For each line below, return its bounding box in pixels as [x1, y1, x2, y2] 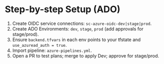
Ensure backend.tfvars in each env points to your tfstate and [12, 37, 141, 43]
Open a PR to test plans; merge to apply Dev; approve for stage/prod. [12, 52, 159, 59]
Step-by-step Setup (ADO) [5, 4, 121, 15]
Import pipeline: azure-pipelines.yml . [12, 47, 92, 53]
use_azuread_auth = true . [12, 42, 67, 48]
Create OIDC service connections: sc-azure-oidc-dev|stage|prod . [12, 20, 152, 26]
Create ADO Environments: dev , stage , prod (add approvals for [12, 25, 143, 31]
